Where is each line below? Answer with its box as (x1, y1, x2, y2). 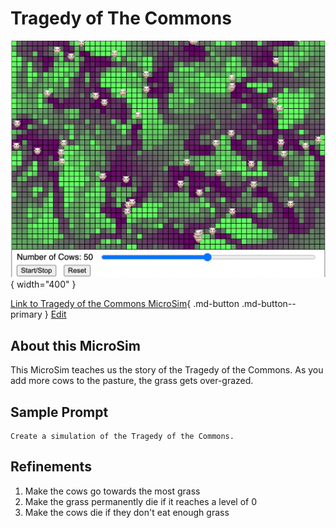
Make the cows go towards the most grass (24, 485, 201, 497)
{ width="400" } (10, 278, 77, 291)
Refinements (10, 458, 92, 476)
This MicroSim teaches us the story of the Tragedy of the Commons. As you (10, 364, 324, 376)
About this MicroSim (10, 337, 141, 354)
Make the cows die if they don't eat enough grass (24, 506, 230, 518)
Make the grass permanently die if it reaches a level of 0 (24, 495, 258, 507)
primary (10, 308, 43, 321)
